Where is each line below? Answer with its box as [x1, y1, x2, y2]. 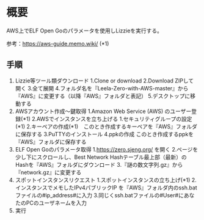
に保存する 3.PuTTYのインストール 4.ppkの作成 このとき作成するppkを [15, 130, 194, 137]
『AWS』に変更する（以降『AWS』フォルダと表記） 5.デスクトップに [15, 92, 191, 100]
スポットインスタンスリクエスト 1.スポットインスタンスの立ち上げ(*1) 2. [15, 176, 197, 183]
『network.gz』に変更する [15, 169, 82, 176]
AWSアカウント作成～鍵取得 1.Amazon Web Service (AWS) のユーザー [15, 108, 192, 115]
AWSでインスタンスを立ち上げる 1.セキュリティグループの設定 [36, 115, 192, 122]
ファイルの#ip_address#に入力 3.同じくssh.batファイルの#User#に [15, 191, 184, 199]
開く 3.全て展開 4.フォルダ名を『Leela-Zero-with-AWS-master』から [15, 84, 189, 92]
